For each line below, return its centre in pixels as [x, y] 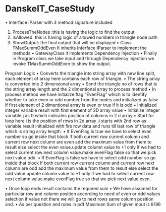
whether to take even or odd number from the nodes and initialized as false [82, 99]
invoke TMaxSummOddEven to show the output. [62, 64]
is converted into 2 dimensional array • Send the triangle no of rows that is [81, 84]
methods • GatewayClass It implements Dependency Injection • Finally [85, 53]
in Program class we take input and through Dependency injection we [83, 58]
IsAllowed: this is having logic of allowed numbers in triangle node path [85, 37]
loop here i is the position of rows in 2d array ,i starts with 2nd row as [76, 121]
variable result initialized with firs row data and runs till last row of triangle [80, 126]
